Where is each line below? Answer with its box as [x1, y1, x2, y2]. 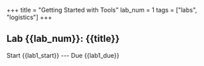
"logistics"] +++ [6, 13, 53, 21]
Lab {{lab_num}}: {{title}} [6, 33, 120, 45]
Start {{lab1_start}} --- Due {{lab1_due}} [6, 51, 120, 59]
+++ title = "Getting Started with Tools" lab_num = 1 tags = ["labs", [6, 6, 198, 14]
